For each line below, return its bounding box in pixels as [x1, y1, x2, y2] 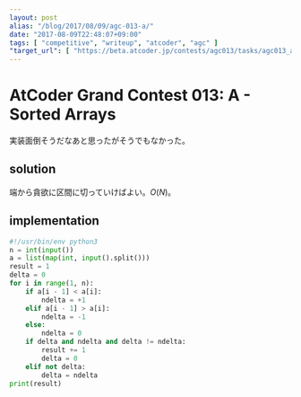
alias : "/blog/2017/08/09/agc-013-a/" [9, 22, 154, 31]
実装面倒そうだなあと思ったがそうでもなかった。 [9, 136, 190, 146]
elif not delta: [25, 362, 87, 371]
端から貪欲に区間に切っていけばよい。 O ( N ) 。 [9, 186, 176, 198]
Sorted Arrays [9, 104, 116, 125]
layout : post [9, 13, 58, 22]
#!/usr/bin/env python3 [9, 237, 99, 246]
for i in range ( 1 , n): [9, 279, 94, 288]
